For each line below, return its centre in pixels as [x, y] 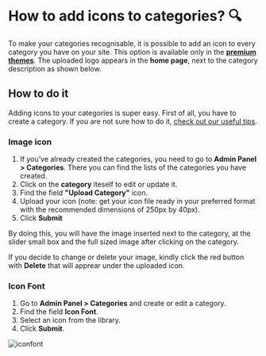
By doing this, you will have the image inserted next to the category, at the [130, 234]
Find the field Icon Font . [59, 312]
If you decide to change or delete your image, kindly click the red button [126, 257]
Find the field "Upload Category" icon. [84, 193]
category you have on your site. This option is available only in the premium [132, 52]
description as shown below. [55, 68]
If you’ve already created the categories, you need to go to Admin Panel [138, 159]
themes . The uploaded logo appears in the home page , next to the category [133, 60]
